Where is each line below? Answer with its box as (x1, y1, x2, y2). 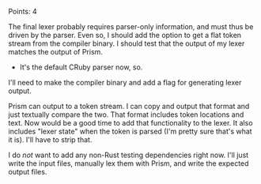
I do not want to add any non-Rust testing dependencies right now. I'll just (8, 150, 249, 160)
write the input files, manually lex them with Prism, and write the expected (8, 159, 249, 168)
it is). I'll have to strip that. (8, 135, 93, 145)
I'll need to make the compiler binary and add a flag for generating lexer (8, 78, 242, 87)
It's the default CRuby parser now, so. (19, 62, 143, 72)
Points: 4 (8, 7, 37, 16)
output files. (8, 167, 47, 176)
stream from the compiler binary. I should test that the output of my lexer (8, 39, 245, 48)
